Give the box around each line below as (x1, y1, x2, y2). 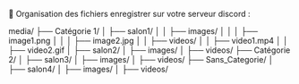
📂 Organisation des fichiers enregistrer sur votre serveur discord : (8, 9, 252, 19)
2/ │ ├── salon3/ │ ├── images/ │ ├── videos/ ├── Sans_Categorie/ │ (8, 55, 274, 64)
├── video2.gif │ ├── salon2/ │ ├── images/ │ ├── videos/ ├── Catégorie (8, 45, 291, 55)
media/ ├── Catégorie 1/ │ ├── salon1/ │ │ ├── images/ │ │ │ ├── (8, 26, 259, 36)
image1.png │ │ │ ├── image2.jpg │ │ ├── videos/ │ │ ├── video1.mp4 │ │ (8, 36, 288, 46)
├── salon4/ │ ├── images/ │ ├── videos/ (8, 63, 169, 74)
